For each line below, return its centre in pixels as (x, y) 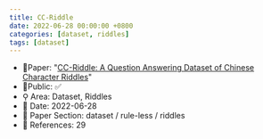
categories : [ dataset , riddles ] (69, 34)
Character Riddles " (57, 78)
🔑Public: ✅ (42, 86)
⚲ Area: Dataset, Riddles (67, 97)
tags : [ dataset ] (39, 42)
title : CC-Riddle (41, 17)
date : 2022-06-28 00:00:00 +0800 (71, 26)
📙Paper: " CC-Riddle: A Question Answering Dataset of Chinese (138, 68)
